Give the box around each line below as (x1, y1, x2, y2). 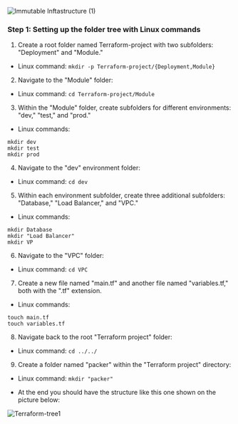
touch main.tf (7, 314, 50, 321)
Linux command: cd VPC (17, 265, 88, 274)
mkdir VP (7, 239, 33, 246)
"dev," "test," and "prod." (17, 111, 91, 120)
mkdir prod (7, 151, 40, 158)
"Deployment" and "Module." (17, 48, 103, 57)
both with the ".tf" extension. (17, 286, 102, 295)
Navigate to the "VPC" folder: (17, 252, 105, 260)
